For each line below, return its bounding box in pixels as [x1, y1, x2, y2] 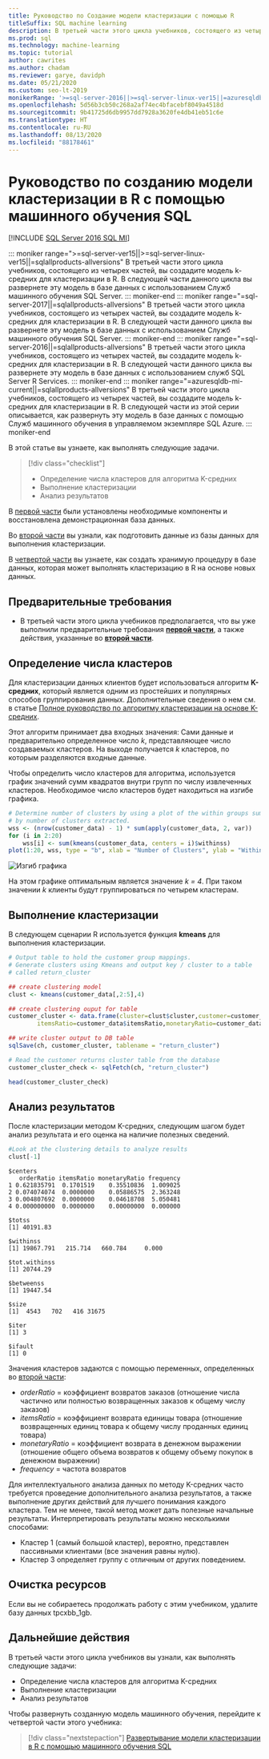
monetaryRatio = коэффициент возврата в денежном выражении [19, 1439, 242, 1448]
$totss [8, 1217, 30, 1225]
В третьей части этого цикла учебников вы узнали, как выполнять [8, 1652, 236, 1662]
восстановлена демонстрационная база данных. [8, 515, 176, 525]
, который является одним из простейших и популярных [38, 686, 231, 696]
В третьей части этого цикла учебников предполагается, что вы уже [19, 616, 256, 626]
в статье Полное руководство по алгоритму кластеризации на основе [8, 703, 250, 713]
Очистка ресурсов [8, 1578, 106, 1592]
